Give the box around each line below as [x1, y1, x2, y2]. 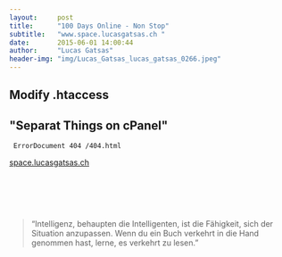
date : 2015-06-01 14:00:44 [9, 37, 134, 47]
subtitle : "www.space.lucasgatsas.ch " [9, 29, 166, 38]
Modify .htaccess [9, 87, 110, 103]
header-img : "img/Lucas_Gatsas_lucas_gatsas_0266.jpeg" [9, 54, 221, 63]
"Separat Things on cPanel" [9, 118, 169, 133]
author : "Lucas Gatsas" [9, 46, 114, 55]
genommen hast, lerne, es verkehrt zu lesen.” [30, 237, 199, 248]
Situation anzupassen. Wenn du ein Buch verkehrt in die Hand [30, 228, 260, 239]
